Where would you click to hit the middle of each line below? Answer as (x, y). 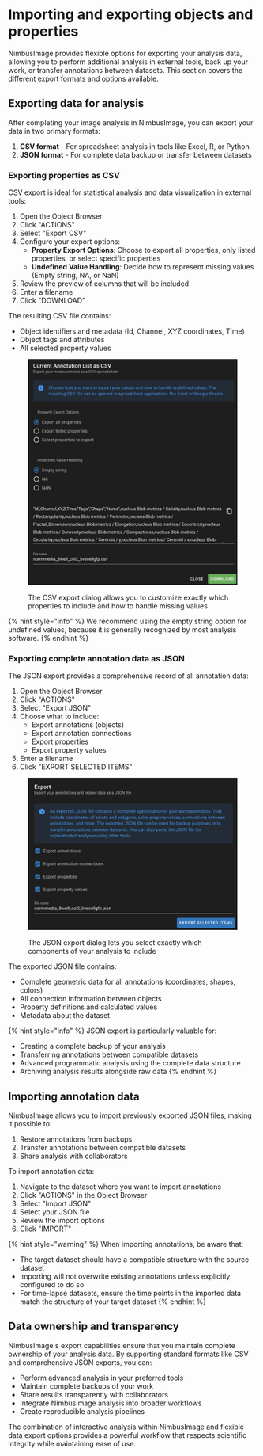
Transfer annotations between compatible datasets (103, 1148)
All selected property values (66, 348)
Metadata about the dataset (65, 1016)
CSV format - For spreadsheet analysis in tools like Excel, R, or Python (135, 146)
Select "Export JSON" (55, 708)
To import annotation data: (51, 1172)
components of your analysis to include (92, 951)
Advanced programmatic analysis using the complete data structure (130, 1063)
